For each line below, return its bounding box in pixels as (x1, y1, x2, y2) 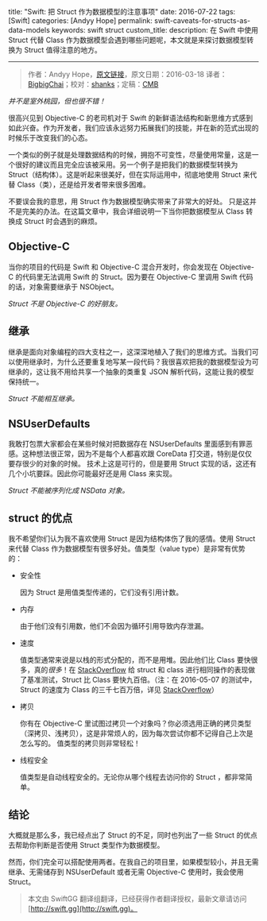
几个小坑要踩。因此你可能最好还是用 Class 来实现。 (8, 469, 177, 478)
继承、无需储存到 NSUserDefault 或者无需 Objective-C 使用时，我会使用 (8, 867, 244, 876)
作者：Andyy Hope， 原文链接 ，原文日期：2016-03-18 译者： (27, 70, 227, 79)
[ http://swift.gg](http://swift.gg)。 (27, 904, 137, 914)
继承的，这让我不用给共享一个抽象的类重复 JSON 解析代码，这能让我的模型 (8, 366, 254, 376)
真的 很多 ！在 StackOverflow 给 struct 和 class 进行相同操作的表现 (33, 665, 249, 675)
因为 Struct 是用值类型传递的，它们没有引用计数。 (19, 587, 184, 598)
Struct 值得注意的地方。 (23, 45, 102, 54)
